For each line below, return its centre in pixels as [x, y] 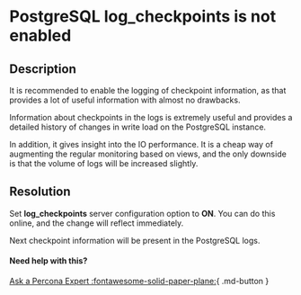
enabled [40, 36]
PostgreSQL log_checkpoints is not [143, 17]
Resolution [40, 192]
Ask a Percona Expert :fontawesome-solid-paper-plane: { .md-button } [139, 282]
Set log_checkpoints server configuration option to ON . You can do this [142, 213]
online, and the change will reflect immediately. [97, 223]
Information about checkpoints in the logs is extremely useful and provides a [151, 117]
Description [43, 69]
